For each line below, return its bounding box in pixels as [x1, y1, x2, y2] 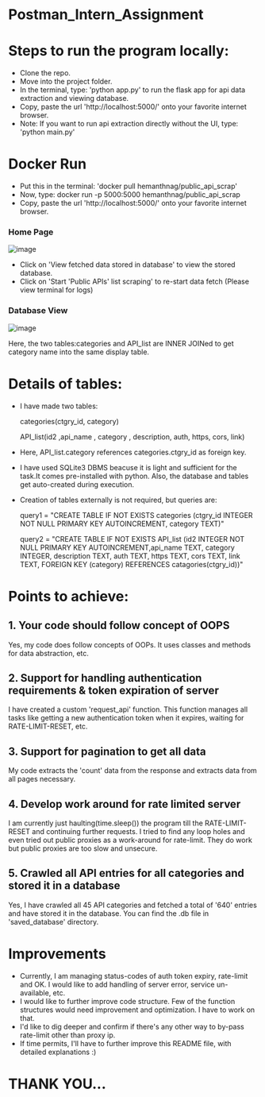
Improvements [8, 945, 106, 963]
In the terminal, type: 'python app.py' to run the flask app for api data [19, 85, 246, 95]
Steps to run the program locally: [8, 42, 229, 60]
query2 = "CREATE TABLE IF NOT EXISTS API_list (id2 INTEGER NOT [19, 534, 245, 543]
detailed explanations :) [19, 1047, 97, 1056]
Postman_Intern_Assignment [8, 6, 204, 24]
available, [19, 987, 52, 998]
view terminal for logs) [19, 285, 94, 295]
